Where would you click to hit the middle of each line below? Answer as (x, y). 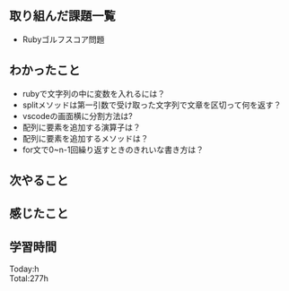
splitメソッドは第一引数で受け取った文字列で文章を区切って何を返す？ (152, 105)
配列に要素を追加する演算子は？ (81, 127)
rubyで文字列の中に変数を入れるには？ (94, 93)
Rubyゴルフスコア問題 (63, 39)
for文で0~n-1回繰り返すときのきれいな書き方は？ (113, 150)
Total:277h (29, 278)
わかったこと (45, 70)
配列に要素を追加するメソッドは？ (85, 138)
